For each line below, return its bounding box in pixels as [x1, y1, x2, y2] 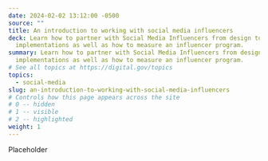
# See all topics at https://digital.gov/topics [8, 64, 173, 72]
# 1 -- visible [8, 108, 59, 116]
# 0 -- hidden [8, 100, 56, 108]
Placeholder [8, 144, 48, 154]
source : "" [8, 19, 45, 27]
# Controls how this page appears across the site [8, 93, 180, 101]
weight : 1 [8, 123, 41, 131]
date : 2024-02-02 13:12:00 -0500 [8, 11, 120, 20]
